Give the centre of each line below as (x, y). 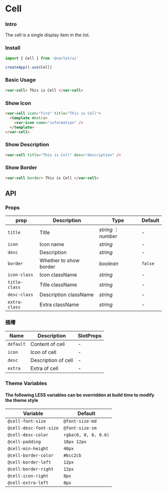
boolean (109, 264)
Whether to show (60, 261)
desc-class (20, 295)
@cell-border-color (31, 455)
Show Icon (18, 103)
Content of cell (48, 344)
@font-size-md (80, 421)
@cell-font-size (27, 421)
